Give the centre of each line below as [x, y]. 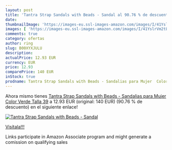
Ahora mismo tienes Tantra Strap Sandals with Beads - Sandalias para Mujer [86, 96]
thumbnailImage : [23, 24]
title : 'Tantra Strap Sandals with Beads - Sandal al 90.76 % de [76, 15]
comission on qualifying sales [37, 142]
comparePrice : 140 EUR [29, 72]
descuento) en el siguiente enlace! [42, 107]
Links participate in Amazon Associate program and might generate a [78, 137]
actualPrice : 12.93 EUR [31, 58]
